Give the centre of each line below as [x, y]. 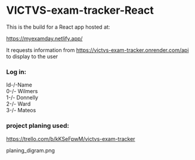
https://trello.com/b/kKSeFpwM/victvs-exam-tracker [71, 139]
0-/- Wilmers [22, 91]
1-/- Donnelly [22, 98]
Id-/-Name [19, 85]
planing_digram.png [31, 150]
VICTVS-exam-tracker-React [80, 10]
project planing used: [38, 126]
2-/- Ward [18, 104]
